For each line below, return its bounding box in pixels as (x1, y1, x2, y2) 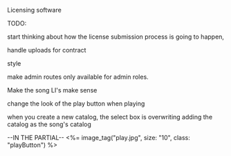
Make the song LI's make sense (7, 86, 98, 94)
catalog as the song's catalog (7, 120, 92, 128)
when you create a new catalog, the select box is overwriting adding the (7, 113, 213, 121)
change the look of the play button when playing (7, 99, 145, 108)
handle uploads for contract (7, 46, 86, 54)
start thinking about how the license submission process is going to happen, (7, 32, 225, 41)
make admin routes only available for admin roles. (7, 72, 149, 81)
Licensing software (7, 6, 62, 14)
